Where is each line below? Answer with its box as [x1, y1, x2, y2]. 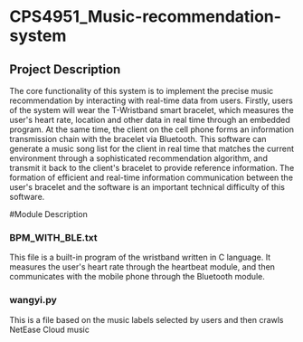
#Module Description [9, 209, 88, 219]
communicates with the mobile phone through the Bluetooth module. [9, 271, 265, 282]
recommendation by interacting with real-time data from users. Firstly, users [9, 95, 294, 106]
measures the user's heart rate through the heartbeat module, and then [9, 261, 276, 272]
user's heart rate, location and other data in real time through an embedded [9, 115, 291, 125]
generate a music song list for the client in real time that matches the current [9, 143, 295, 154]
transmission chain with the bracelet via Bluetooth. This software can [9, 134, 267, 144]
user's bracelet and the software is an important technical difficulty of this [9, 182, 285, 192]
